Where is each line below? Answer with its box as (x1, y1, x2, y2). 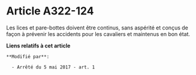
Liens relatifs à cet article (6, 42, 71, 49)
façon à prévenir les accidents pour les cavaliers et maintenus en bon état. (6, 30, 191, 37)
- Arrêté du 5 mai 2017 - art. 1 (11, 64, 95, 70)
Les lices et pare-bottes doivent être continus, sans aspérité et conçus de (6, 24, 189, 31)
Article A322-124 (6, 4, 94, 18)
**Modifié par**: (6, 53, 50, 59)
